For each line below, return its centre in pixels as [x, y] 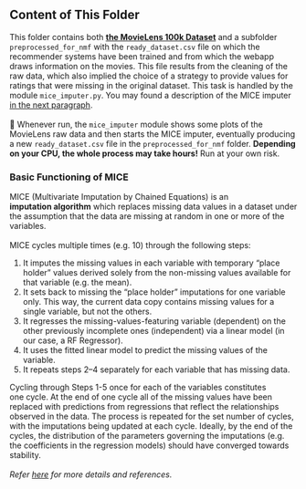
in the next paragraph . [51, 105]
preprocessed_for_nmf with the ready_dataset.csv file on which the [135, 47]
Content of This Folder [74, 15]
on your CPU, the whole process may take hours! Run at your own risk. [145, 153]
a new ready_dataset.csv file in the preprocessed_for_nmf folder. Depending [153, 143]
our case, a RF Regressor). [73, 340]
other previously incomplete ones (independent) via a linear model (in [153, 331]
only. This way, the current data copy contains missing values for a [148, 302]
